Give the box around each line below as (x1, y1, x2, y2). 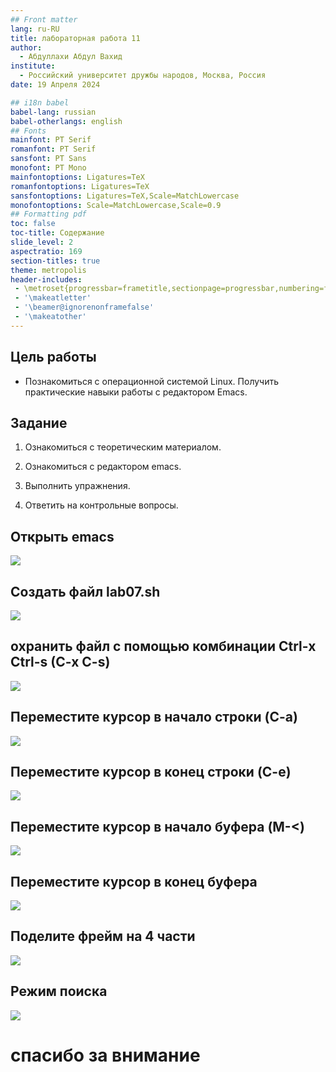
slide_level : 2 (10, 237, 74, 247)
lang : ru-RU (10, 24, 60, 34)
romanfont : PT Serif (10, 144, 97, 155)
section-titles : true (10, 256, 101, 266)
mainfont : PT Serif (10, 135, 92, 145)
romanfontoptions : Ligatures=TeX (10, 181, 150, 191)
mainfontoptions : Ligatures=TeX (10, 172, 145, 182)
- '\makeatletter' (14, 293, 92, 303)
